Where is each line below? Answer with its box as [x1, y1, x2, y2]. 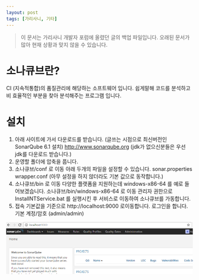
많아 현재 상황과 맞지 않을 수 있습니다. [20, 41, 108, 48]
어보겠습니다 [14, 187, 44, 195]
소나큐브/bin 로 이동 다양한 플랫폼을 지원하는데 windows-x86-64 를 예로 [14, 180, 184, 187]
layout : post [6, 9, 38, 15]
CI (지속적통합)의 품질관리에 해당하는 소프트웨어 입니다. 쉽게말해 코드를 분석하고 [6, 85, 191, 92]
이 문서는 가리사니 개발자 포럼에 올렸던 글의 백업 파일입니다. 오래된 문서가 [20, 33, 190, 41]
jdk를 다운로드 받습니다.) [14, 151, 72, 158]
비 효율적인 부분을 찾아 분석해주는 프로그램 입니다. [6, 92, 122, 99]
